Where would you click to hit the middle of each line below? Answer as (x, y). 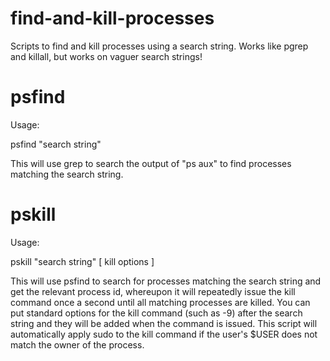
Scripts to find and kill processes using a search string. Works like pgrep (159, 46)
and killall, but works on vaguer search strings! (106, 56)
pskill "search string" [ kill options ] (82, 261)
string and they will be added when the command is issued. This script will (164, 323)
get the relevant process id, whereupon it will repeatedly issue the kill (153, 291)
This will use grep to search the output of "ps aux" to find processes (151, 163)
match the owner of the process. (77, 344)
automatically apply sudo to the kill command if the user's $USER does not (164, 334)
